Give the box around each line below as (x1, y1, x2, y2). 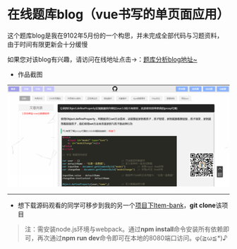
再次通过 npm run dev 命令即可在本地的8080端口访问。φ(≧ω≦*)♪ (37, 234, 228, 243)
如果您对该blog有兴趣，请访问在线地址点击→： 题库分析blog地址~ (7, 54, 197, 64)
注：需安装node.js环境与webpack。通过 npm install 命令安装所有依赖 (24, 225, 224, 233)
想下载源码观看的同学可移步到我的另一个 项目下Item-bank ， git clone (17, 201, 217, 209)
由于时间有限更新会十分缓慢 (7, 40, 88, 48)
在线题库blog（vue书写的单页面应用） (7, 6, 230, 23)
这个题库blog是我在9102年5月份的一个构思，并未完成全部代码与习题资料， (7, 31, 224, 40)
